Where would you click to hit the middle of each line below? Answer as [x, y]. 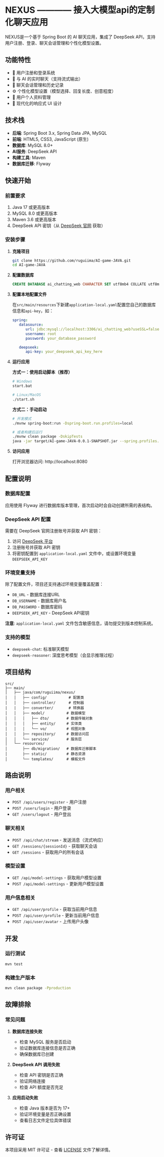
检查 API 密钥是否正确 [41, 1075]
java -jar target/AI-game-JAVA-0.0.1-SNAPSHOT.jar [65, 441]
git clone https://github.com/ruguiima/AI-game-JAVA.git [71, 260]
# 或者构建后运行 [27, 432]
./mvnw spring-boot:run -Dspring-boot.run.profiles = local [72, 423]
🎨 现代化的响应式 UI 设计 [37, 103]
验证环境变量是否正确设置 [45, 1114]
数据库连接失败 [27, 1031]
